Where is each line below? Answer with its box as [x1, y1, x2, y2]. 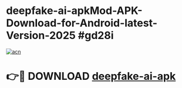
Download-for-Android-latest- [6, 16, 157, 30]
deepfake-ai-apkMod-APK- [6, 4, 143, 17]
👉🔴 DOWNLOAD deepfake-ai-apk [6, 70, 176, 83]
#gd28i [77, 29, 114, 42]
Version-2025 [6, 29, 76, 42]
